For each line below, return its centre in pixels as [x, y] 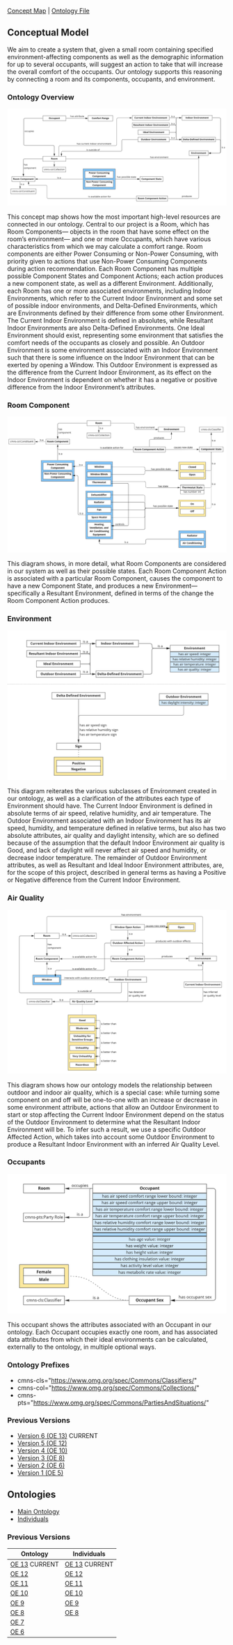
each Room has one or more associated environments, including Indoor [110, 291]
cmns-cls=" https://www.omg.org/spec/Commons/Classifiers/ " [107, 1380]
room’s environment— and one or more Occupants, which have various [109, 239]
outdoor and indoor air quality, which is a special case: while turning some [114, 1092]
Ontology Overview [41, 97]
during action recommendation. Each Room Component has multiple [105, 268]
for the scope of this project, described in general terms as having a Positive [116, 873]
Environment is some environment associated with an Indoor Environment [113, 350]
